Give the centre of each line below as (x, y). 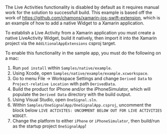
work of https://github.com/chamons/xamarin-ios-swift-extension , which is (83, 18)
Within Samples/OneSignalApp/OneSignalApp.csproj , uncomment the (82, 105)
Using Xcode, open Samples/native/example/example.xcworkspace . (80, 73)
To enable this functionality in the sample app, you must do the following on (83, 53)
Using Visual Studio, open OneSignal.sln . (55, 100)
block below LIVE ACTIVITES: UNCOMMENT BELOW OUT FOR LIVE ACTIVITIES (87, 110)
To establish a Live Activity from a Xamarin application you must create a (80, 33)
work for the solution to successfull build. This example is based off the (79, 12)
